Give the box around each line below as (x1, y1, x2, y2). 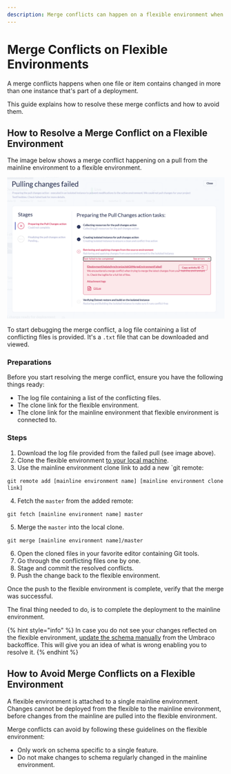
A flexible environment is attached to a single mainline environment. (7, 697, 200, 705)
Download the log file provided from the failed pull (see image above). (17, 448, 216, 457)
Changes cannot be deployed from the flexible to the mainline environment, (7, 704, 222, 713)
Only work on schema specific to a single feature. (17, 746, 159, 754)
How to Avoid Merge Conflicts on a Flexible (7, 668, 195, 679)
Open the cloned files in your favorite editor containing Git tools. (17, 549, 200, 557)
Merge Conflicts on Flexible (7, 41, 168, 57)
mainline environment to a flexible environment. (7, 163, 142, 172)
